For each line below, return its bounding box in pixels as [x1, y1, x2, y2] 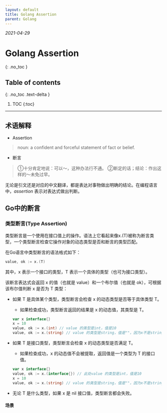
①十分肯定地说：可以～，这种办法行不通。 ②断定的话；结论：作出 [17, 165, 158, 171]
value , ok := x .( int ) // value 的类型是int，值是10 [12, 326, 117, 331]
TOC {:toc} [12, 101, 35, 107]
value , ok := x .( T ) [5, 259, 46, 264]
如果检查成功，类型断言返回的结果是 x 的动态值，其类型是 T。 [19, 306, 147, 313]
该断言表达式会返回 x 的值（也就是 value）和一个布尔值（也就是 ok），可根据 [5, 279, 162, 285]
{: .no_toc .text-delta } [5, 91, 50, 97]
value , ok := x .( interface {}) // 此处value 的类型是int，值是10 [12, 371, 142, 376]
